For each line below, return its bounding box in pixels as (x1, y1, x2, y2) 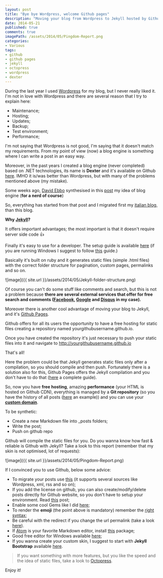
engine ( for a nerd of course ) (5, 193, 64, 198)
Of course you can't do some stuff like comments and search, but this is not (5, 286, 157, 292)
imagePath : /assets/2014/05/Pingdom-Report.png (5, 34, 103, 39)
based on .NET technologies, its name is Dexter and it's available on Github (5, 168, 156, 174)
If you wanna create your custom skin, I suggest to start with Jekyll (12, 538, 147, 544)
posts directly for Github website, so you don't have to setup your (12, 492, 143, 498)
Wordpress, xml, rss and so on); (12, 481, 76, 487)
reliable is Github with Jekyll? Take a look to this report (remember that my (5, 443, 154, 449)
